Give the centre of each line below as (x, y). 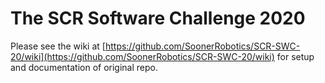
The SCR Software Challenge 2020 (158, 18)
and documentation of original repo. (84, 67)
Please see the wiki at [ (58, 46)
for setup (295, 56)
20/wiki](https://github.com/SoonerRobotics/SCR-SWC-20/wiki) (142, 56)
